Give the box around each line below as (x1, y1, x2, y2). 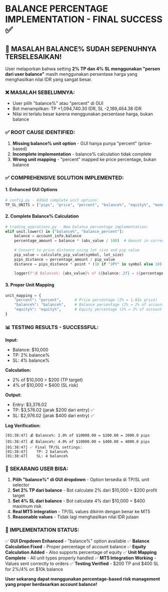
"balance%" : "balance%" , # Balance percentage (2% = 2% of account (14, 302, 164, 308)
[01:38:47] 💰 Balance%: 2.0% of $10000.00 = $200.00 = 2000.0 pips (5, 433, 150, 438)
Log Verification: (5, 422, 41, 429)
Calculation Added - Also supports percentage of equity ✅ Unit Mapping (5, 549, 157, 555)
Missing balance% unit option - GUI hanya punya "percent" (12, 140, 137, 146)
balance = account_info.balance (14, 234, 81, 239)
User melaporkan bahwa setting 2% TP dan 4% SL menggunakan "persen (5, 66, 160, 72)
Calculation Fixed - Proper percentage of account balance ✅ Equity (5, 543, 146, 549)
